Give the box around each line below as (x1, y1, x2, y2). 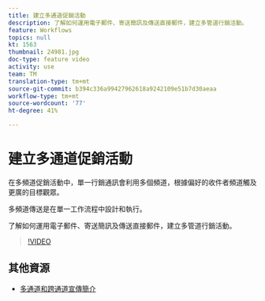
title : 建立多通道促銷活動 (8, 11, 87, 20)
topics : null (8, 33, 51, 42)
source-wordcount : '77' (8, 99, 87, 107)
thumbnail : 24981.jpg (8, 48, 80, 56)
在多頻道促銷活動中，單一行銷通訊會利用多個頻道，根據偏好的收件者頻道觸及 (8, 177, 257, 187)
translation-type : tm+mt (8, 77, 90, 85)
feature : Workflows (8, 26, 73, 34)
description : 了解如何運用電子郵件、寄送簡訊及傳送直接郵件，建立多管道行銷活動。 (8, 19, 248, 27)
